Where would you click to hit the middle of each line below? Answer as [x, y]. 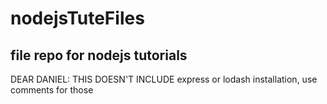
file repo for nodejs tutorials [99, 55]
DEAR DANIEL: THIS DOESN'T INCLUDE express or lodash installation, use [164, 79]
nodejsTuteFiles [77, 18]
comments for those [52, 90]
